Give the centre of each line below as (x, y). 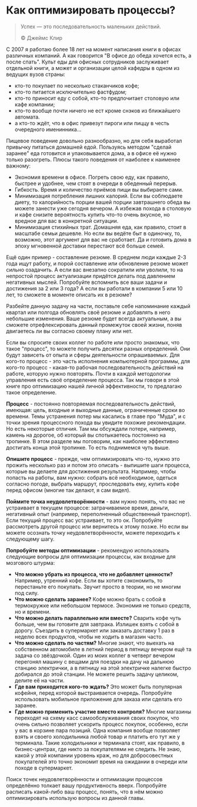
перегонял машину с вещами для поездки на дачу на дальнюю (94, 661)
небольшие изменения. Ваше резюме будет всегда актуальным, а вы (94, 319)
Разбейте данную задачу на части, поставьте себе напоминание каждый (98, 306)
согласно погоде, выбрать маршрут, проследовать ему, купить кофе (93, 484)
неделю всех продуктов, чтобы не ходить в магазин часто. (89, 637)
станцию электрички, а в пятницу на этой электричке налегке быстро (103, 668)
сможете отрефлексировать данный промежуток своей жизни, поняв (94, 324)
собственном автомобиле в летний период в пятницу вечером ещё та (103, 649)
